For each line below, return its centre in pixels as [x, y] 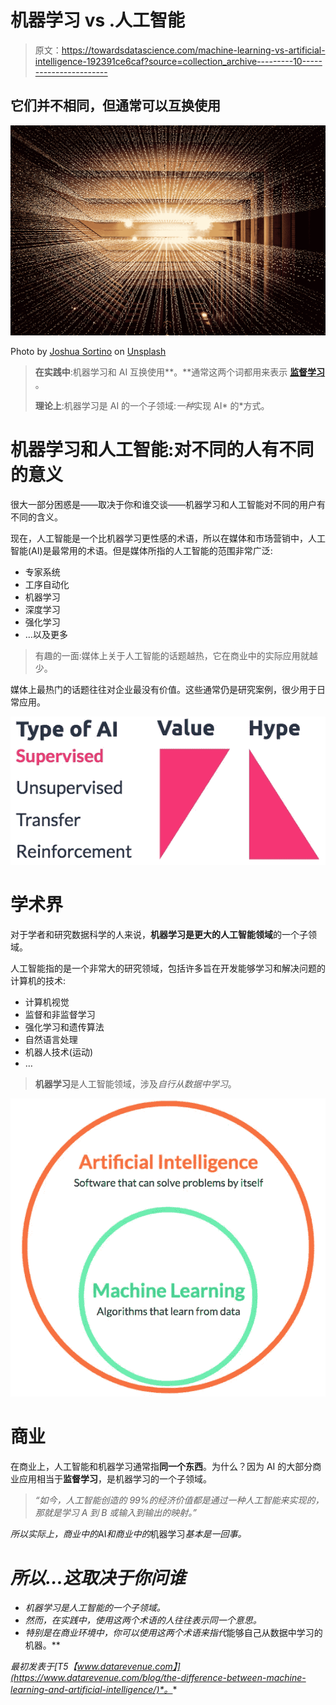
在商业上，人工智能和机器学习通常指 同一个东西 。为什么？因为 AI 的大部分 [161, 1466]
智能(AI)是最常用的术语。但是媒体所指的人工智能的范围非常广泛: [141, 550]
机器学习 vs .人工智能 [98, 20]
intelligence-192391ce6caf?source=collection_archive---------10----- [178, 61]
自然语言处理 [51, 1040]
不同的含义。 [36, 517]
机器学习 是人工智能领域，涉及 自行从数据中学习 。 [135, 1084]
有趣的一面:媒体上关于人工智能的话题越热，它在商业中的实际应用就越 [176, 655]
